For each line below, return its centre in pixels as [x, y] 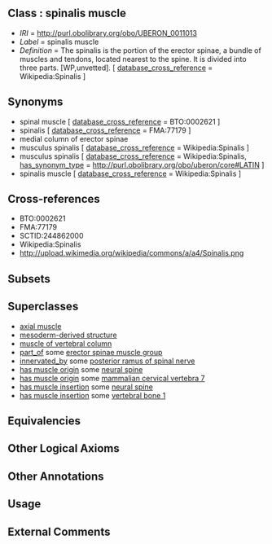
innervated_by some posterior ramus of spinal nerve [107, 361]
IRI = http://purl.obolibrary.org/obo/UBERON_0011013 [108, 33]
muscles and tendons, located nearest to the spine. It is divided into [133, 59]
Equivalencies [44, 421]
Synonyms [35, 102]
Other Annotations [56, 476]
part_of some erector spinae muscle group [91, 352]
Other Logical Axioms [64, 448]
